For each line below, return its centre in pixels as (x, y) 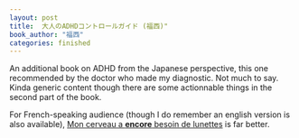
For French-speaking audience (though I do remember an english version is (150, 115)
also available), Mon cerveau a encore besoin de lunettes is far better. (140, 124)
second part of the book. (56, 97)
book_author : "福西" (47, 34)
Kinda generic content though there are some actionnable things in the (141, 87)
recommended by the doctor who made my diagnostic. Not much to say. (144, 78)
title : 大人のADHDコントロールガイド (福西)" (89, 26)
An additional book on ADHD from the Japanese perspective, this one (139, 69)
